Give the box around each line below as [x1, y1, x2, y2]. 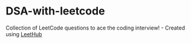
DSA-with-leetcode [5, 4, 105, 18]
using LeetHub [5, 30, 42, 37]
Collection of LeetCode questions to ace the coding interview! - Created [5, 24, 186, 31]
